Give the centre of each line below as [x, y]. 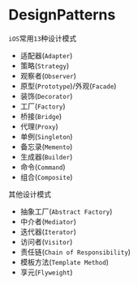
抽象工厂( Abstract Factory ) [66, 211]
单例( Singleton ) [46, 136]
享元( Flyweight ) [46, 272]
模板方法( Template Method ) [65, 262]
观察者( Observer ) [48, 75]
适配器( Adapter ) [46, 55]
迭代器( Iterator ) [48, 232]
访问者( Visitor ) [46, 241]
